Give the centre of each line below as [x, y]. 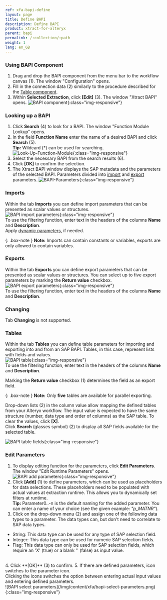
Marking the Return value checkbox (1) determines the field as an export [80, 380]
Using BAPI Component [34, 65]
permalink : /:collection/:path [38, 38]
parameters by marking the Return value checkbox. [58, 280]
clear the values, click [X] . [32, 421]
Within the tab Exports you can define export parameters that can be [76, 269]
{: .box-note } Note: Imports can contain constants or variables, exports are [83, 240]
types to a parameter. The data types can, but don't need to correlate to [86, 519]
